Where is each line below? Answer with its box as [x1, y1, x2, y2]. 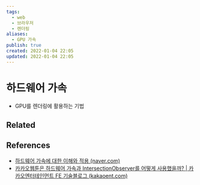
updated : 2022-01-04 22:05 [6, 53, 74, 59]
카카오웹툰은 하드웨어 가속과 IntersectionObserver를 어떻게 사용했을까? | [14, 165, 188, 172]
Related [6, 120, 36, 130]
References [6, 141, 50, 151]
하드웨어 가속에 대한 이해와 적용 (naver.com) [14, 157, 120, 164]
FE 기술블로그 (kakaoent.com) [55, 172, 128, 179]
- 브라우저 [11, 20, 34, 26]
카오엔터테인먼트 [14, 172, 54, 179]
